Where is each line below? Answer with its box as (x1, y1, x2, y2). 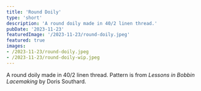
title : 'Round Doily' (6, 9, 62, 15)
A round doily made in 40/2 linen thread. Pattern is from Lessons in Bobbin (6, 71, 195, 78)
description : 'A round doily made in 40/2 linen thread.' (6, 20, 157, 26)
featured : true (6, 37, 45, 43)
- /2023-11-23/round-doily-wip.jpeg (6, 54, 100, 60)
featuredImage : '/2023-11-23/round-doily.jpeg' (6, 32, 131, 38)
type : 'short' (6, 15, 43, 21)
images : (6, 43, 26, 49)
